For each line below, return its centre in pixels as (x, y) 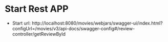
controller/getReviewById (39, 34)
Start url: (22, 23)
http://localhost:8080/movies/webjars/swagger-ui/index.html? (97, 23)
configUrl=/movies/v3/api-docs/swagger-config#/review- (73, 28)
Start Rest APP (37, 9)
